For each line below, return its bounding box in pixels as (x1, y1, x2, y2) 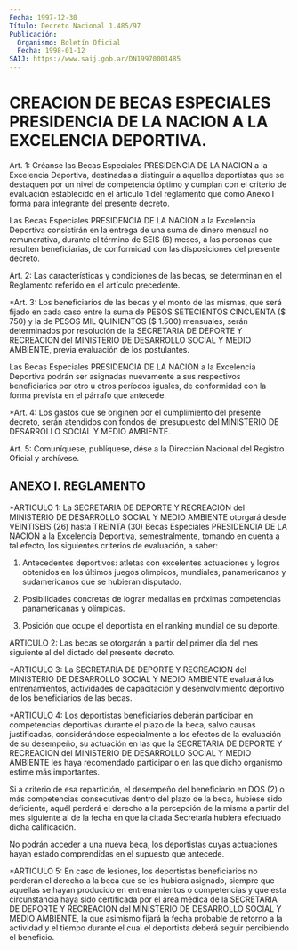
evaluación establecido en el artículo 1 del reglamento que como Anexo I (9, 188, 275, 199)
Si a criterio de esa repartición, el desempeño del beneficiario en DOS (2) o (9, 784, 285, 794)
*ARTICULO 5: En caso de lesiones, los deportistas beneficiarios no (9, 865, 258, 876)
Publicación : (9, 29, 58, 38)
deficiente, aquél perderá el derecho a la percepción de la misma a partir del (9, 802, 290, 813)
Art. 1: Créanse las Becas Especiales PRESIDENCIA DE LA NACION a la (9, 159, 269, 170)
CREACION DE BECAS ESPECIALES (9, 93, 271, 113)
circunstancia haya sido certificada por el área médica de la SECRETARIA (9, 894, 278, 905)
